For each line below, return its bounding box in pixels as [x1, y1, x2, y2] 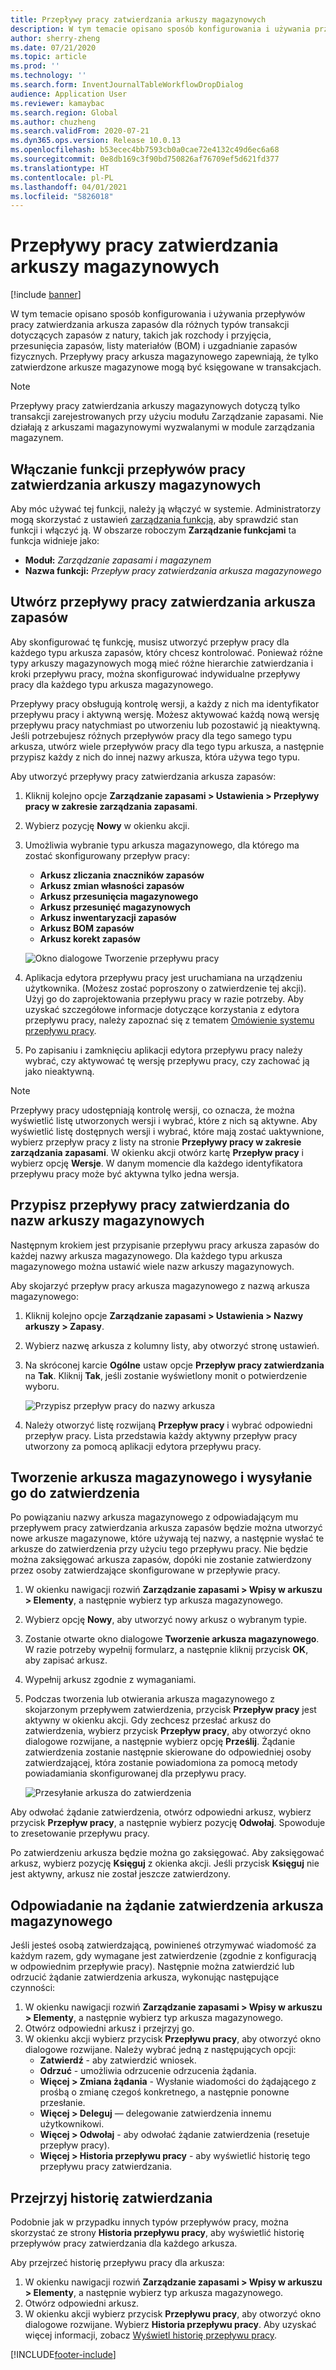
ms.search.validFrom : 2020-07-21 [10, 126, 150, 136]
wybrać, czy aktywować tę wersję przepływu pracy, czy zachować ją [24, 1054, 310, 1066]
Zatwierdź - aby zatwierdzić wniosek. [39, 2054, 197, 2066]
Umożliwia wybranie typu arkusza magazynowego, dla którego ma [24, 839, 300, 851]
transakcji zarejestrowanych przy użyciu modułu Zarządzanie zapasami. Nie [10, 411, 324, 423]
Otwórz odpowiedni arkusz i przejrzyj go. [24, 2022, 195, 2035]
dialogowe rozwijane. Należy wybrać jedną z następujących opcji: [24, 2044, 297, 2056]
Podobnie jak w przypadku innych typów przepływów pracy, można [10, 2216, 289, 2228]
